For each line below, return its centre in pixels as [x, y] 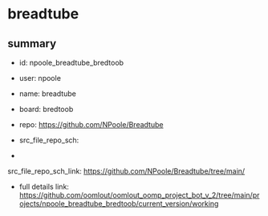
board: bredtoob [46, 109]
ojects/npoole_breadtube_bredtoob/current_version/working [119, 204]
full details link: [44, 186]
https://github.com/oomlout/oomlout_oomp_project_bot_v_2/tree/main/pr [139, 195]
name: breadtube [48, 94]
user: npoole [40, 78]
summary [32, 44]
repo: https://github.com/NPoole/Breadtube [91, 124]
